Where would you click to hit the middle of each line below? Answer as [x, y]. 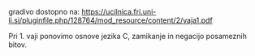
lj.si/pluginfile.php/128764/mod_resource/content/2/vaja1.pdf [110, 20]
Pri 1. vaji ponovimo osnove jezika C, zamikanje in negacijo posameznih [128, 36]
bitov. [17, 45]
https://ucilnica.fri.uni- [119, 12]
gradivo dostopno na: [44, 12]
